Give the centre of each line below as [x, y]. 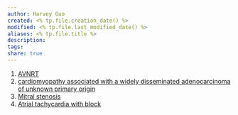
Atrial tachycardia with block [59, 104]
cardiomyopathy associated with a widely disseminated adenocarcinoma [124, 81]
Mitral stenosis [39, 96]
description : [27, 40]
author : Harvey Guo [36, 14]
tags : [15, 47]
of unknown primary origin [56, 89]
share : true [25, 54]
